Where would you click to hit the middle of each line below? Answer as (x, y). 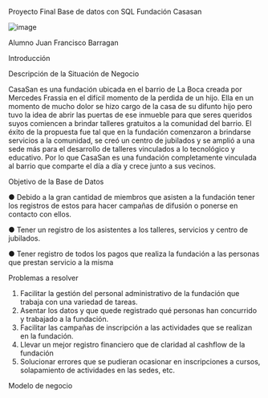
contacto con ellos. (40, 214)
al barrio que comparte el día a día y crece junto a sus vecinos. (112, 166)
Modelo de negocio (41, 386)
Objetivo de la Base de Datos (56, 181)
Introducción (29, 58)
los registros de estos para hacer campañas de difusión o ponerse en (123, 205)
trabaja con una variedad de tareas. (79, 302)
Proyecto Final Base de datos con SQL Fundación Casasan (105, 12)
